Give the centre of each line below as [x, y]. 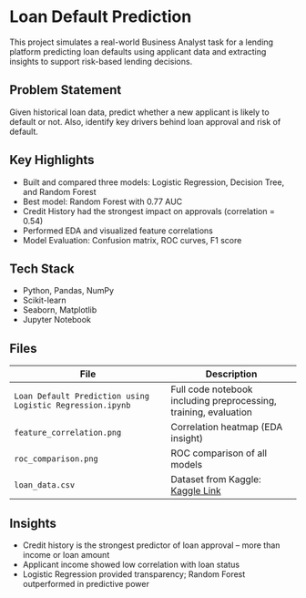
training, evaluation [211, 412]
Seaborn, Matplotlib [60, 310]
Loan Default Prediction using [82, 397]
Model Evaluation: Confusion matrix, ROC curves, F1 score [132, 240]
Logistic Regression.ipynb [72, 406]
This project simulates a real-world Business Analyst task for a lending [142, 42]
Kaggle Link [196, 491]
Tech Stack [42, 268]
